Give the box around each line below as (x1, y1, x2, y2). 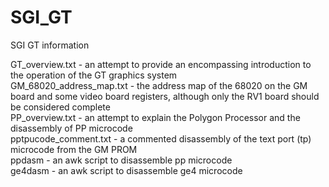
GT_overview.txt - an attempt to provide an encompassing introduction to (10, 58, 312, 70)
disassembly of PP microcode (10, 122, 133, 134)
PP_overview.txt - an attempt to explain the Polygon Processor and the (10, 111, 301, 123)
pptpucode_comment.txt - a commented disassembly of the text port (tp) (10, 132, 312, 145)
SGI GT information (10, 39, 90, 51)
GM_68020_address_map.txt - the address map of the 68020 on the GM (10, 79, 308, 91)
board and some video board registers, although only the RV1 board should (10, 90, 320, 102)
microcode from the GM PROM (10, 143, 138, 155)
